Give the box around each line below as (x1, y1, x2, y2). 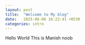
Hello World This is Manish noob (5, 35, 73, 41)
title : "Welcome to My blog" (5, 12, 69, 17)
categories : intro (5, 21, 44, 26)
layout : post (5, 7, 33, 12)
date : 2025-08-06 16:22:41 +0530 (5, 16, 80, 21)
